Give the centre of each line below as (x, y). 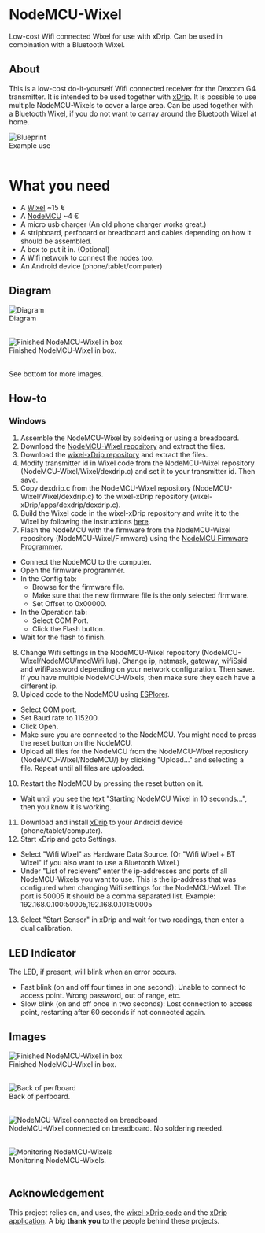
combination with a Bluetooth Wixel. (67, 44)
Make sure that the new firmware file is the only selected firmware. (140, 595)
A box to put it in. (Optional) (65, 249)
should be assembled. (56, 241)
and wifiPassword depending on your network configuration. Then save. (137, 669)
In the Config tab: (48, 579)
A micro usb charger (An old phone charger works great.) (113, 224)
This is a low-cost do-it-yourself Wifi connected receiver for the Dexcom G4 (132, 88)
